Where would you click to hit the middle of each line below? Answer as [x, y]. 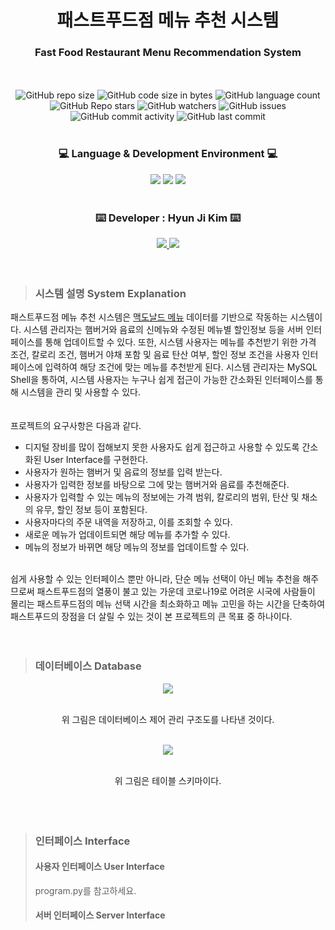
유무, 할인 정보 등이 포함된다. [91, 510]
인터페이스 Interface [82, 841]
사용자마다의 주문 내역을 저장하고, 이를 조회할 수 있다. [128, 522]
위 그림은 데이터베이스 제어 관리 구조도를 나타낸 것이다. [168, 719]
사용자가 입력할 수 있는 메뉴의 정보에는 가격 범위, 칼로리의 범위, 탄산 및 [162, 497]
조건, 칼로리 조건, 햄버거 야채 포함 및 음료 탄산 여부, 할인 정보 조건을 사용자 [155, 355]
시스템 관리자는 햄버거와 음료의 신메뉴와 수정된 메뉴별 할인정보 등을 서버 [163, 330]
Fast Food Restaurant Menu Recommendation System [168, 53]
